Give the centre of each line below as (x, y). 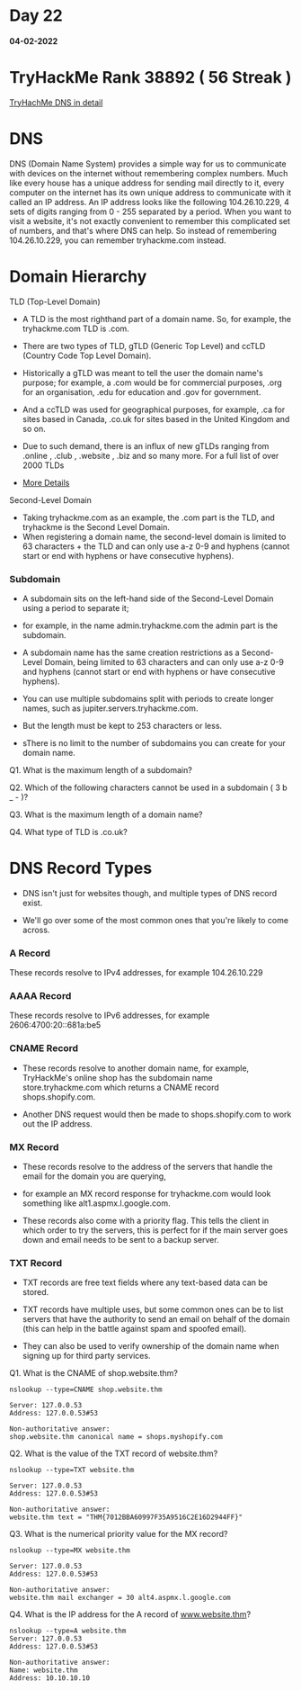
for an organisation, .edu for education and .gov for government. (142, 391)
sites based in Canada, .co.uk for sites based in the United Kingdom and (156, 418)
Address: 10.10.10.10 (50, 1678)
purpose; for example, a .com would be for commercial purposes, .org (152, 382)
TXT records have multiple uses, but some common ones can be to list (153, 1309)
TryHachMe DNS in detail (56, 102)
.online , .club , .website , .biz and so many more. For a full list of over (150, 455)
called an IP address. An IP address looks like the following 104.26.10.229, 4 (149, 202)
